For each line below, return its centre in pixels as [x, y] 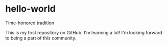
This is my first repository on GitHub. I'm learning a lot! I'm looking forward [84, 32]
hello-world [31, 9]
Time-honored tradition [30, 23]
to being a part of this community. [41, 38]
